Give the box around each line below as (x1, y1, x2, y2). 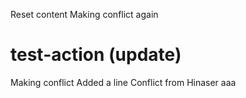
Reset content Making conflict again (10, 9, 159, 20)
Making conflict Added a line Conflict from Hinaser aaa (10, 76, 237, 88)
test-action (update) (10, 44, 182, 66)
